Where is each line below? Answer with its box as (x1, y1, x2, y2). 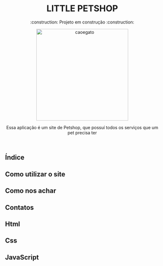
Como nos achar (5, 187, 56, 195)
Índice (5, 154, 24, 162)
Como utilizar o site (5, 170, 66, 178)
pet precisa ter (68, 130, 97, 135)
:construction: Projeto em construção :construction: (30, 19, 135, 25)
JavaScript (5, 253, 39, 262)
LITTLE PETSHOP (46, 3, 118, 14)
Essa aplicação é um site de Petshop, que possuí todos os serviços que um (6, 124, 158, 130)
